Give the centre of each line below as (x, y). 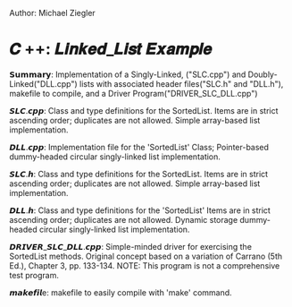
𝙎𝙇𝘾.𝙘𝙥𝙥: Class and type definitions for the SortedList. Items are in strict (144, 110)
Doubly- (263, 74)
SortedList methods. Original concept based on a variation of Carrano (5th (146, 256)
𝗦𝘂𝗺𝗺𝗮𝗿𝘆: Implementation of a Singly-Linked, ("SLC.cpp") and (128, 74)
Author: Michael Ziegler (52, 13)
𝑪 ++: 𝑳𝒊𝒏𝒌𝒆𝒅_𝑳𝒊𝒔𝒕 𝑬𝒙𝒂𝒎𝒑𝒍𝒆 (111, 49)
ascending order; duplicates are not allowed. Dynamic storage (124, 219)
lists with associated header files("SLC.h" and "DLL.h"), (181, 83)
